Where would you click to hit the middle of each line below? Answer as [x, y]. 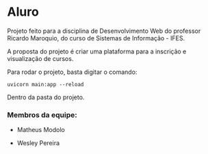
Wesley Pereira [38, 143]
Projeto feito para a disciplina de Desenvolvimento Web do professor [104, 31]
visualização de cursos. [40, 58]
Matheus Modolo [41, 130]
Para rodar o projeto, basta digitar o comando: [72, 72]
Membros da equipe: [42, 115]
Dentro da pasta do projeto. [46, 97]
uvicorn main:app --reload [45, 84]
